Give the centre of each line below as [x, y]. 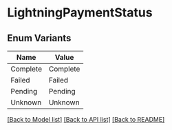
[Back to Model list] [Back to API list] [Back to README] [86, 119]
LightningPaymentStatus [80, 13]
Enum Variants [39, 38]
